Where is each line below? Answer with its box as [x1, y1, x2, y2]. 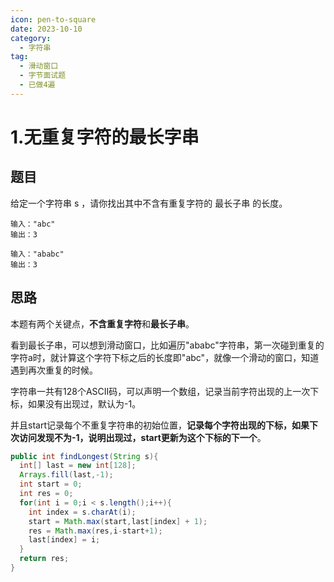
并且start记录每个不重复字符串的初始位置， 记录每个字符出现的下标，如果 [10, 419, 310, 431]
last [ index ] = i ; [28, 535, 101, 545]
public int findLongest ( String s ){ [10, 451, 159, 461]
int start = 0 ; [19, 479, 83, 490]
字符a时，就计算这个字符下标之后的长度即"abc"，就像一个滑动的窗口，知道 [10, 351, 320, 363]
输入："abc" [10, 219, 56, 229]
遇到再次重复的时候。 [10, 364, 98, 376]
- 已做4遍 [19, 80, 56, 90]
